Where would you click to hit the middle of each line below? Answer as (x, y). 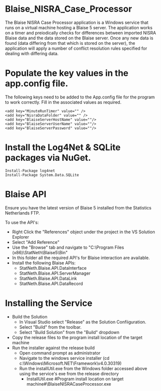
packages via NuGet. (48, 158)
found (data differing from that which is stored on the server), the (70, 43)
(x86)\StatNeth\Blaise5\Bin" (40, 252)
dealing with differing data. (32, 53)
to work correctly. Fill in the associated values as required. (63, 102)
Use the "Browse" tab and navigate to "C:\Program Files (68, 247)
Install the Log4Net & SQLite (63, 148)
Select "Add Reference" (36, 242)
